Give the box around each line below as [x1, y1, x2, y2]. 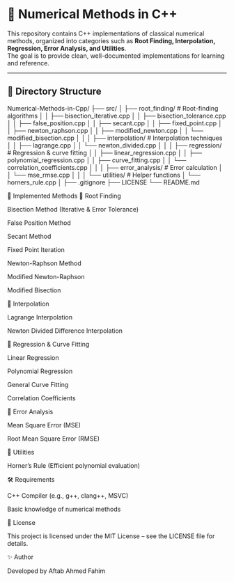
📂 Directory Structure [7, 86, 102, 97]
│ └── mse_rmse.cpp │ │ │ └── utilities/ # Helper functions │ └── [7, 171, 201, 179]
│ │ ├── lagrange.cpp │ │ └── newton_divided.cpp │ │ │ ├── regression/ [7, 141, 222, 149]
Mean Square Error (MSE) [7, 420, 81, 429]
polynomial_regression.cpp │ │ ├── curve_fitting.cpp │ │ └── [7, 156, 187, 164]
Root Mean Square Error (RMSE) [7, 434, 100, 443]
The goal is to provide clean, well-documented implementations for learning [7, 52, 225, 60]
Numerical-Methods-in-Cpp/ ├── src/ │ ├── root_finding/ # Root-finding [7, 104, 219, 112]
